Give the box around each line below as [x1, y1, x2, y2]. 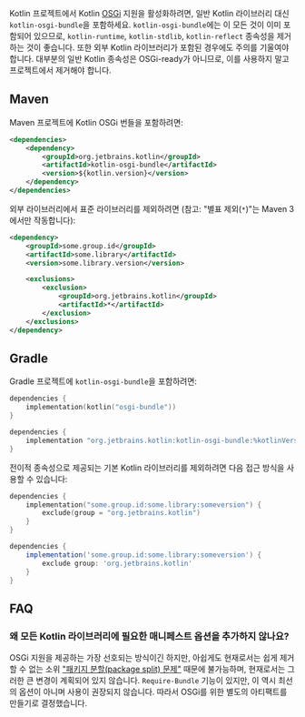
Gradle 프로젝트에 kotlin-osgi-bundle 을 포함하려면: [9, 376, 198, 387]
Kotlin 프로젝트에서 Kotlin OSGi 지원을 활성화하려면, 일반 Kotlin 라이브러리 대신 [9, 8, 290, 18]
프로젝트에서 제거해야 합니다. [9, 65, 112, 76]
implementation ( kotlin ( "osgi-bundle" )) [25, 403, 177, 412]
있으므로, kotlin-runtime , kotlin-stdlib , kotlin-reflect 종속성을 [33, 31, 275, 41]
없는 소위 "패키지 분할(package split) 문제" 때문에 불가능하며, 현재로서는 [28, 663, 286, 675]
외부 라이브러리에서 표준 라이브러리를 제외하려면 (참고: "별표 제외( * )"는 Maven [9, 203, 288, 214]
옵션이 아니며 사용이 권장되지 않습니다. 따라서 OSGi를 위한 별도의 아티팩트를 [18, 686, 288, 698]
